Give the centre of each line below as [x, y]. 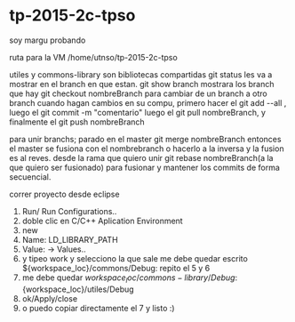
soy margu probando [48, 40]
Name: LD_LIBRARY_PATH [70, 239]
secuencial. [30, 177]
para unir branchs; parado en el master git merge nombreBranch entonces [145, 139]
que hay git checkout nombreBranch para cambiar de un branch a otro [139, 93]
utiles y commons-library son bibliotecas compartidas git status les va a [141, 74]
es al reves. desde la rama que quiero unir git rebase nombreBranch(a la [141, 157]
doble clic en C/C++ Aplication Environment [103, 221]
